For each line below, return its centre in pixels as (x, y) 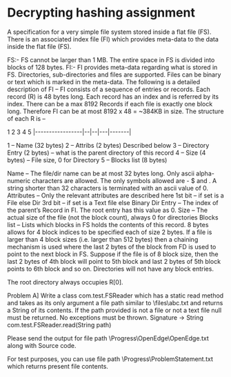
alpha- (205, 173)
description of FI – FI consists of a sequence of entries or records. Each (109, 89)
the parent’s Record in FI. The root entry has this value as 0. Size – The (108, 210)
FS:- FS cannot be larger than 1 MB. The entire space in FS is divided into (111, 59)
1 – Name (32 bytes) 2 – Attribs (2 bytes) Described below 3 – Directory (108, 145)
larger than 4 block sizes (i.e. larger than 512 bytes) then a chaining (103, 239)
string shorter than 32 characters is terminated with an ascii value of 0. (108, 188)
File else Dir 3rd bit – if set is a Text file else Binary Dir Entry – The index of (113, 202)
